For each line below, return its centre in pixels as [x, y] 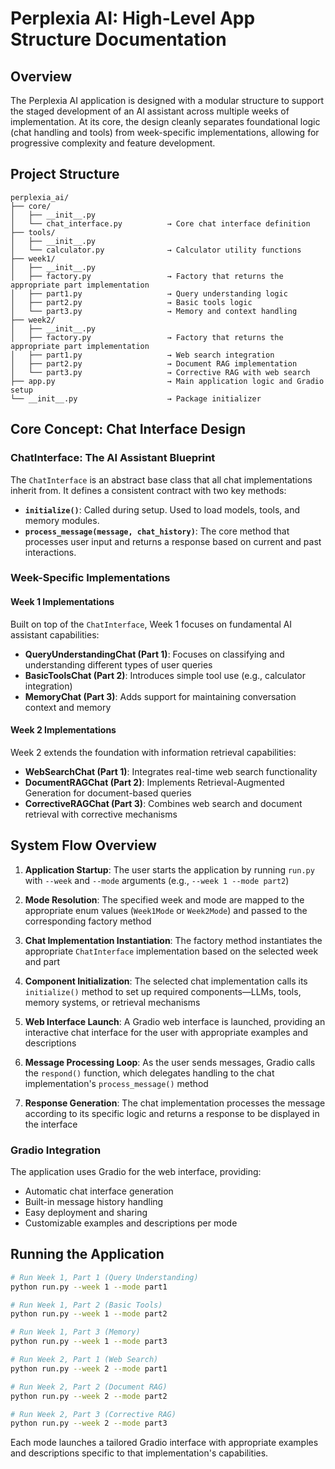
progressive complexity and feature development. [113, 143]
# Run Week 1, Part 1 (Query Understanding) [104, 1277]
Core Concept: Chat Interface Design [128, 429]
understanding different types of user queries [118, 664]
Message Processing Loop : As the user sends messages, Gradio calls [170, 1062]
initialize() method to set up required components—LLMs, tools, [163, 991]
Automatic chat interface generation [99, 1191]
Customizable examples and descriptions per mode [131, 1223]
